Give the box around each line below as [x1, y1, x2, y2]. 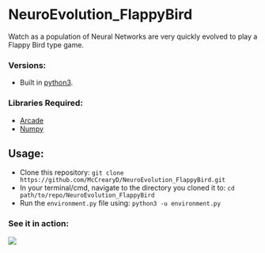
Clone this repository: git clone [19, 168, 124, 177]
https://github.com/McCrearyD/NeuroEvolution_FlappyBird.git [19, 176, 226, 184]
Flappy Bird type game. [8, 40, 85, 49]
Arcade [19, 115, 44, 125]
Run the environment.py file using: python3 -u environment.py [19, 198, 221, 208]
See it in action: [8, 218, 70, 229]
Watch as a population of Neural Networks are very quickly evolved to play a [8, 32, 258, 41]
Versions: [8, 59, 47, 70]
